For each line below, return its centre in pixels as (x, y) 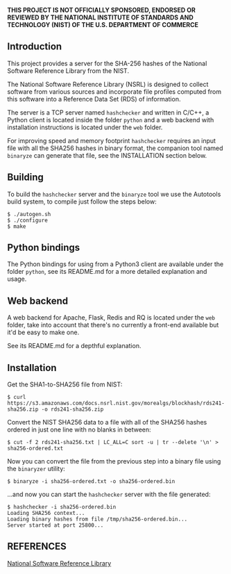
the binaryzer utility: (36, 469)
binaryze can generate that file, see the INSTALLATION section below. (107, 155)
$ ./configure (28, 220)
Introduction (35, 47)
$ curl (17, 397)
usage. (17, 279)
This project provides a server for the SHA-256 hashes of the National (107, 63)
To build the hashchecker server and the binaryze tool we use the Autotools (114, 194)
